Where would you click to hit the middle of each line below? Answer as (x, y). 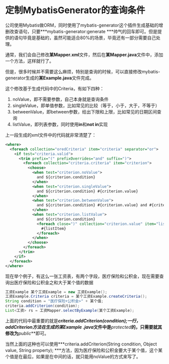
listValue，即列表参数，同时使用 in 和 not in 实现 (60, 124)
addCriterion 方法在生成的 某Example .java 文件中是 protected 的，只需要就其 (84, 327)
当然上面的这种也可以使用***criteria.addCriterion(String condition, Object (81, 344)
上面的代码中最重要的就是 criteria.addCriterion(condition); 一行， (73, 321)
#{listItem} (54, 228)
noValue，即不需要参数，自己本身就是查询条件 (61, 99)
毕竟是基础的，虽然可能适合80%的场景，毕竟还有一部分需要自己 (89, 38)
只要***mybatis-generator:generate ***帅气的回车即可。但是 (94, 31)
